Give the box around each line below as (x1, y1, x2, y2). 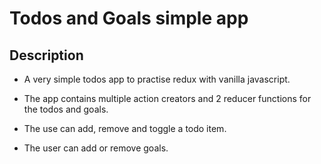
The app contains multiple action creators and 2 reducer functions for (23, 93, 312, 104)
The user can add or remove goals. (23, 142, 169, 154)
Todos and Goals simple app (9, 7, 249, 30)
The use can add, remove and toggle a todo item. (23, 123, 227, 134)
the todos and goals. (23, 103, 109, 115)
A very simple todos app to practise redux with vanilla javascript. (23, 73, 291, 85)
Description (9, 47, 84, 64)
